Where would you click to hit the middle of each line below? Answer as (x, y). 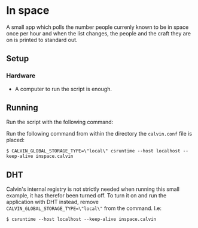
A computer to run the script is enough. (63, 89)
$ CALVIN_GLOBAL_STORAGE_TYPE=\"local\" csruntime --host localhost (93, 151)
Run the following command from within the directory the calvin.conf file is (99, 134)
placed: (16, 140)
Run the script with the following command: (60, 122)
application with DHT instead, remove (53, 202)
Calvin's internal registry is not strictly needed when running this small (93, 189)
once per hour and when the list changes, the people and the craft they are (99, 33)
